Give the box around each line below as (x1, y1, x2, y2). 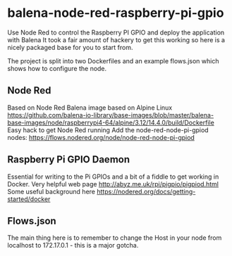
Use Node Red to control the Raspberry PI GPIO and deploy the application (7, 28, 225, 37)
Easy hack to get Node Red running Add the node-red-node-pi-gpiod (7, 125, 209, 134)
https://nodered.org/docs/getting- (96, 187, 196, 196)
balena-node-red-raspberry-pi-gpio (7, 5, 224, 21)
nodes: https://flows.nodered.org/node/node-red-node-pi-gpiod (7, 133, 195, 141)
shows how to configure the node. (7, 64, 107, 72)
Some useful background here (7, 187, 96, 196)
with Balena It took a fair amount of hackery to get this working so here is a (7, 35, 226, 44)
